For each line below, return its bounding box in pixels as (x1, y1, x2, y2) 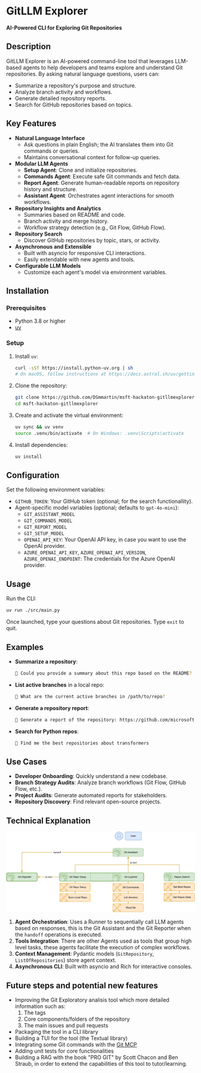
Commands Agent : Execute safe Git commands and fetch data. (23, 172, 181, 180)
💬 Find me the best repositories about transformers (14, 740, 150, 746)
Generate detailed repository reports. (14, 94, 106, 102)
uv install (14, 454, 42, 460)
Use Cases (6, 756, 47, 767)
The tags (23, 1009, 46, 1017)
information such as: (14, 1003, 66, 1010)
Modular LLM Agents (14, 160, 68, 167)
